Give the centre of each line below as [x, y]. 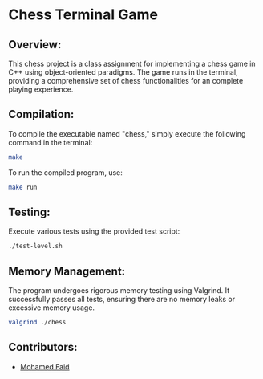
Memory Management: [67, 271]
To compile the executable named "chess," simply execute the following [127, 133]
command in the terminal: [51, 142]
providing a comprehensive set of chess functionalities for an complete [126, 81]
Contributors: [43, 347]
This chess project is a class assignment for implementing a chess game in [132, 63]
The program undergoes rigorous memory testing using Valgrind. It [119, 291]
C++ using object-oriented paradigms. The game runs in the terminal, [123, 72]
